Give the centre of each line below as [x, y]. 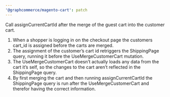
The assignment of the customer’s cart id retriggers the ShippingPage [86, 51]
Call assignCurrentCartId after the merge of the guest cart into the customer [85, 25]
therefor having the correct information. [54, 89]
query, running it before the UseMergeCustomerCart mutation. [78, 56]
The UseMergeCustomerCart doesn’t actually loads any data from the [86, 61]
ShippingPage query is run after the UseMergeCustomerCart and [81, 83]
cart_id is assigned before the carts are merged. [63, 45]
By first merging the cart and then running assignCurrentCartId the [82, 78]
